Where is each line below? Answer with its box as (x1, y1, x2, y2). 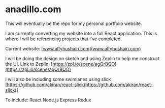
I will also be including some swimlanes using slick (5, 76, 111, 82)
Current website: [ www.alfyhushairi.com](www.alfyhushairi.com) (5, 45, 141, 51)
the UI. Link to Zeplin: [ (5, 61, 53, 67)
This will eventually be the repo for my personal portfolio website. (5, 20, 142, 26)
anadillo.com (5, 4, 62, 15)
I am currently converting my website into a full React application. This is (5, 30, 157, 36)
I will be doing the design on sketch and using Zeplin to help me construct (5, 55, 160, 62)
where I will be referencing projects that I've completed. (5, 36, 122, 42)
